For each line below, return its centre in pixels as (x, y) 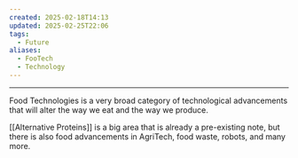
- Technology (41, 67)
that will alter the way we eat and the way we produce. (109, 110)
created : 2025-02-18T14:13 (59, 17)
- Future (33, 42)
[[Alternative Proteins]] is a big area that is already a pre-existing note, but (145, 127)
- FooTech (35, 59)
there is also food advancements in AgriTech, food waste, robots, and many (148, 136)
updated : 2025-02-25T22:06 (59, 26)
